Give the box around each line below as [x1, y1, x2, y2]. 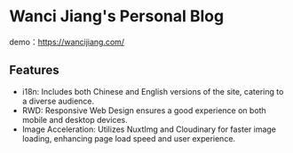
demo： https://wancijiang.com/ [9, 36, 125, 47]
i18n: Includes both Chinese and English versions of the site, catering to [21, 86, 284, 96]
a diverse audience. [21, 96, 95, 106]
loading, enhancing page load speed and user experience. [21, 133, 236, 143]
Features [9, 63, 59, 78]
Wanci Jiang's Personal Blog [9, 6, 225, 27]
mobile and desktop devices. [21, 114, 129, 125]
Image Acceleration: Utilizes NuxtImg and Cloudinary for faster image [21, 124, 277, 134]
